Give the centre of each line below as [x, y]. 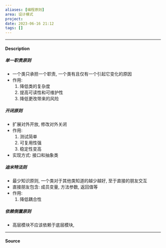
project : [14, 19]
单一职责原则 [18, 60]
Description [18, 48]
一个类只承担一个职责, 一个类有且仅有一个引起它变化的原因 [72, 74]
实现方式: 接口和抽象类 [35, 155]
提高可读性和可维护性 [41, 92]
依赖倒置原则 [18, 211]
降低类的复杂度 [35, 86]
